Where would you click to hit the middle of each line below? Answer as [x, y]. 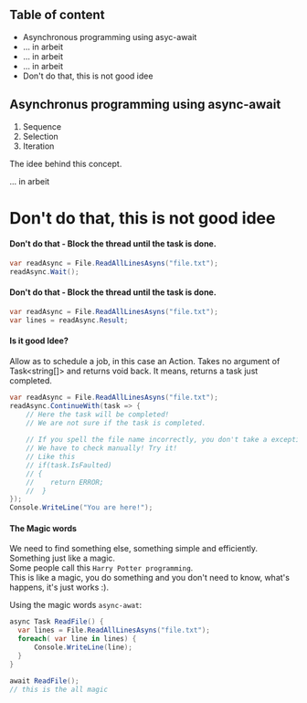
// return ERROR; [65, 482]
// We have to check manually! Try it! [102, 448]
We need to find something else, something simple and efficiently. [134, 549]
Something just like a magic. [63, 558]
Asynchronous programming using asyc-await [110, 37]
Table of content [57, 15]
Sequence [42, 126]
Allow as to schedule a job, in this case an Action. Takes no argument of [145, 361]
